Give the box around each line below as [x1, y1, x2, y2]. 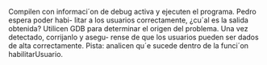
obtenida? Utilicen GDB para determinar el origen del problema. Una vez [8, 24, 248, 33]
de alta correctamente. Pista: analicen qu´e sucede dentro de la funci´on [8, 41, 248, 51]
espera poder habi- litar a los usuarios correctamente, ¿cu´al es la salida [8, 15, 248, 25]
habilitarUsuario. [8, 50, 63, 59]
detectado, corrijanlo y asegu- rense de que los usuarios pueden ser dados [8, 32, 260, 42]
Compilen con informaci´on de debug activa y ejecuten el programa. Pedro [8, 7, 257, 16]
